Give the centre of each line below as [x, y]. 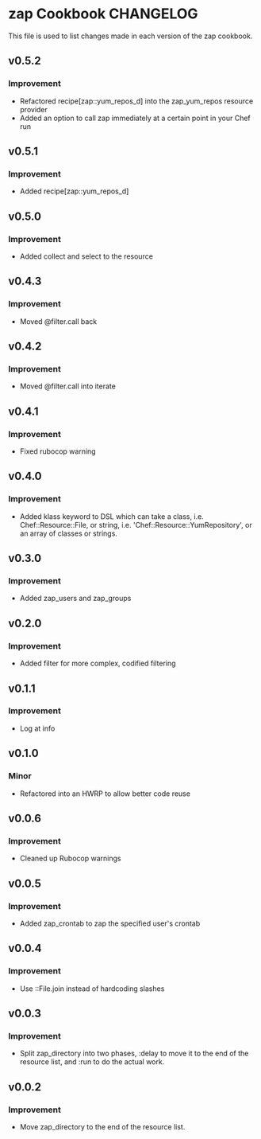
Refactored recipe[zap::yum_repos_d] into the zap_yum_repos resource [136, 101]
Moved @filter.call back [58, 321]
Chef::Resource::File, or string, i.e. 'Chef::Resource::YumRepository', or [136, 525]
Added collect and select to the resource [86, 256]
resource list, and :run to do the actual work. [92, 1062]
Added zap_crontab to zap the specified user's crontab [110, 923]
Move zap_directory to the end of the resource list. [102, 1126]
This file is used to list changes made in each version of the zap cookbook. [130, 36]
